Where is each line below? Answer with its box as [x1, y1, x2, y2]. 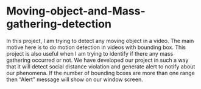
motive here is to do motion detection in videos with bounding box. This [6, 44, 186, 51]
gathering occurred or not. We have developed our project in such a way [6, 56, 189, 64]
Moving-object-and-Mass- [6, 4, 146, 18]
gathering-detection [6, 17, 111, 31]
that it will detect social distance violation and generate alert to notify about [6, 62, 196, 70]
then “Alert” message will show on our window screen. [6, 76, 143, 83]
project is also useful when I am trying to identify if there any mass [6, 50, 174, 57]
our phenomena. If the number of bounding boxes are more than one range [6, 69, 195, 76]
